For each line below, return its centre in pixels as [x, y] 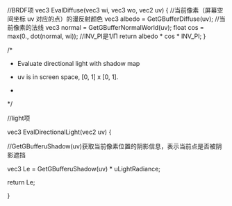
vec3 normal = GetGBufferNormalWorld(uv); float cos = [125, 27]
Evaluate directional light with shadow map [78, 63]
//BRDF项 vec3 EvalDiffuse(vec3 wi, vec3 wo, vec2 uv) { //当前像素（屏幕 [112, 10]
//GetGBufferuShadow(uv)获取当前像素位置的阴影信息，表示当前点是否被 [111, 146]
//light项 [19, 118]
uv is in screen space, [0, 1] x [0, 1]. [68, 77]
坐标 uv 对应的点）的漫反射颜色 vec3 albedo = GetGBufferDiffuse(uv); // [116, 19]
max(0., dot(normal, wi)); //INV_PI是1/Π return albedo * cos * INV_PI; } [107, 36]
